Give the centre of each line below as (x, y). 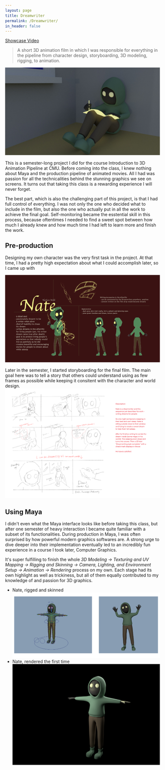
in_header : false (23, 26)
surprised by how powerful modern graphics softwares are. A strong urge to (82, 540)
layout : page (18, 10)
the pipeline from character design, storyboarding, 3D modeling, (82, 55)
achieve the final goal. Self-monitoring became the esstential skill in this (78, 214)
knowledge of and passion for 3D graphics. (49, 581)
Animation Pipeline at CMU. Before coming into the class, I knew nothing (78, 168)
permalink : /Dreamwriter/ (31, 21)
